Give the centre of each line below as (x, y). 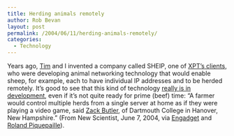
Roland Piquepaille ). (36, 125)
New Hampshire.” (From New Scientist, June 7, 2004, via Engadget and (110, 118)
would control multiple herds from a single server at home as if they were (112, 103)
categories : (24, 40)
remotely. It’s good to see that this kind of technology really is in (99, 88)
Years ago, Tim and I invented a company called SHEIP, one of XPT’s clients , (117, 66)
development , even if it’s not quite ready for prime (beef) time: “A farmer (111, 96)
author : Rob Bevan (34, 20)
